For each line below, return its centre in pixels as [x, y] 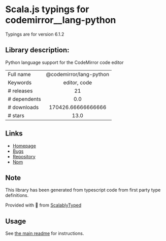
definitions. [17, 195]
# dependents [25, 99]
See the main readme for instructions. [45, 233]
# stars [16, 115]
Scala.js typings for [47, 9]
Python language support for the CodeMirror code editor [64, 62]
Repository [24, 156]
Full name [20, 74]
